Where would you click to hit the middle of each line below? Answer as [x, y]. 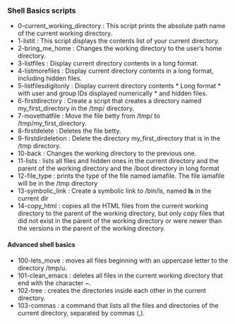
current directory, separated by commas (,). [81, 313]
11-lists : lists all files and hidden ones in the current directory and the [118, 161]
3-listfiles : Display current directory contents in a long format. [108, 64]
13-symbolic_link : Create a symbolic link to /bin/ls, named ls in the [114, 191]
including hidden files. [50, 78]
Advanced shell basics [41, 244]
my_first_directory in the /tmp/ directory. [76, 109]
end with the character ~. [54, 283]
